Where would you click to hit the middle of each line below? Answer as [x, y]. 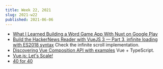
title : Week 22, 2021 [28, 10]
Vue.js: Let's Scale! [33, 56]
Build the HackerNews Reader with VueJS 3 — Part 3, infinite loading [85, 39]
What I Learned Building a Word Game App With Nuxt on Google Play [85, 34]
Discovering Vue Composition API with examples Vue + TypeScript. [83, 50]
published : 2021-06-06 [29, 19]
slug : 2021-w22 [21, 15]
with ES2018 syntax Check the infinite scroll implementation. [76, 45]
